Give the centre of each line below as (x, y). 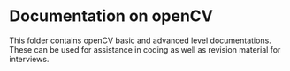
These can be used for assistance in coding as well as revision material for (145, 49)
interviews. (29, 59)
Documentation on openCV (111, 16)
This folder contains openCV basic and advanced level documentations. (140, 40)
